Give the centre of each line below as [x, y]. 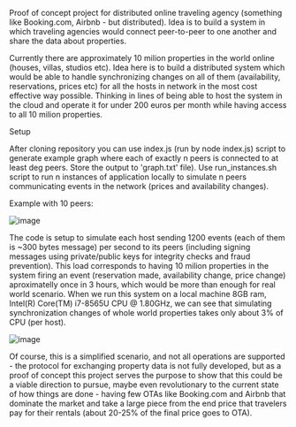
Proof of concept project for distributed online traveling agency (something [146, 13]
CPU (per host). [38, 322]
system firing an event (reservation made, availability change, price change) [148, 275]
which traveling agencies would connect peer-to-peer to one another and [143, 31]
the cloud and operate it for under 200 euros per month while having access [148, 105]
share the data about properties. [68, 41]
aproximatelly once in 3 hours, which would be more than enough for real [142, 285]
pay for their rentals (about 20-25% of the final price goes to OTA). [131, 413]
